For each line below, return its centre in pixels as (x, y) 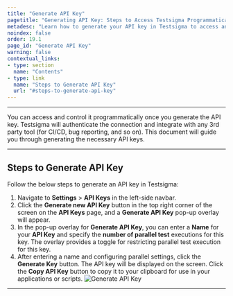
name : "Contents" (38, 71)
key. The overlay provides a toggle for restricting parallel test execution (119, 242)
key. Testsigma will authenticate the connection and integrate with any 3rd (113, 125)
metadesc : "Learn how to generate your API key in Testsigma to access (113, 26)
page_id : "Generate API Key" (49, 46)
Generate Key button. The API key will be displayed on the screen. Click (120, 263)
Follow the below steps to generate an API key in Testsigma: (93, 184)
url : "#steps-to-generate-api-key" (65, 91)
